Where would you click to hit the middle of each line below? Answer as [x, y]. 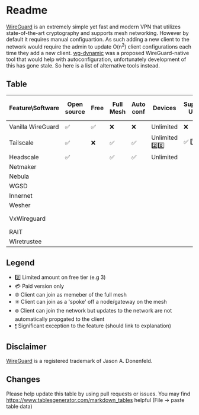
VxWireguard [28, 218]
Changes [23, 379]
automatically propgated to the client [60, 319]
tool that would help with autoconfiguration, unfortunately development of [96, 59]
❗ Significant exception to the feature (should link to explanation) [93, 326]
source [75, 112]
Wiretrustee [25, 242]
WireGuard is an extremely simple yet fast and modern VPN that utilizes [93, 27]
